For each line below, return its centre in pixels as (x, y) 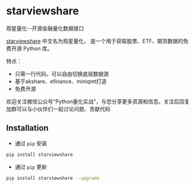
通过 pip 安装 (31, 143)
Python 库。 (38, 48)
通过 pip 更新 (31, 167)
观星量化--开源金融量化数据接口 (45, 28)
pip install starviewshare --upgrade (53, 178)
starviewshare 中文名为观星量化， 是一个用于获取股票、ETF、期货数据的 (95, 41)
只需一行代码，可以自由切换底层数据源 (62, 73)
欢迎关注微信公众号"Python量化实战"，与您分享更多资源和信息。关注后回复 (98, 101)
